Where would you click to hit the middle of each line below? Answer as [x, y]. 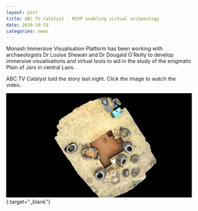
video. [14, 85]
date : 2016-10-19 [27, 25]
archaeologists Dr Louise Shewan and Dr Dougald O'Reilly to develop [90, 55]
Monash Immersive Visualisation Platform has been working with [85, 49]
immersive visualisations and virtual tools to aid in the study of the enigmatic [99, 61]
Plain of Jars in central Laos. [41, 67]
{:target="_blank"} [28, 202]
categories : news [27, 31]
